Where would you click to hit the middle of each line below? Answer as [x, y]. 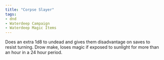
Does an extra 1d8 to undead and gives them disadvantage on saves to [78, 42]
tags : [11, 14]
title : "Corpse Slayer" [30, 10]
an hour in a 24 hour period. [34, 53]
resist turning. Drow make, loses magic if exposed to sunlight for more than [82, 47]
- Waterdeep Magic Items [31, 28]
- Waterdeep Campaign [28, 23]
